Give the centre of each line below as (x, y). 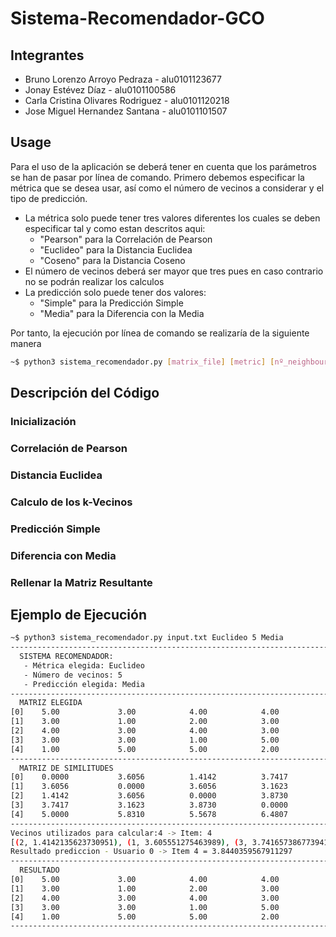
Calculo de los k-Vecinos (71, 502)
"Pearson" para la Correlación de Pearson (126, 239)
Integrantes (47, 55)
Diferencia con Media (63, 555)
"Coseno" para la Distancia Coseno (112, 260)
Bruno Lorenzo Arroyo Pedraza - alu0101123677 (123, 79)
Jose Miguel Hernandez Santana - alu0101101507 (126, 111)
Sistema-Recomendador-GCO (137, 18)
